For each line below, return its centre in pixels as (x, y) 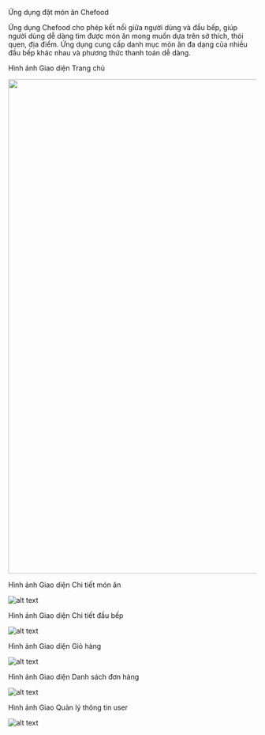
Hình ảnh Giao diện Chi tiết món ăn (65, 585)
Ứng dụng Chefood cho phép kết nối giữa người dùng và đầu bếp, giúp (123, 27)
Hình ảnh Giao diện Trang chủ (56, 68)
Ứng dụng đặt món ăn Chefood (58, 12)
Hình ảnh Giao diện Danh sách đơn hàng (74, 677)
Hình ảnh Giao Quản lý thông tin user (68, 707)
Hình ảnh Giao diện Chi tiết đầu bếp (66, 616)
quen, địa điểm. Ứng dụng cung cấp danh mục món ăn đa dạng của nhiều (128, 44)
